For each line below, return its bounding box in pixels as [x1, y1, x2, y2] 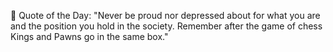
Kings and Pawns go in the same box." [10, 31, 169, 42]
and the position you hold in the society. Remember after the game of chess [10, 20, 323, 32]
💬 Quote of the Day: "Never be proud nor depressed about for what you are [10, 10, 321, 21]
